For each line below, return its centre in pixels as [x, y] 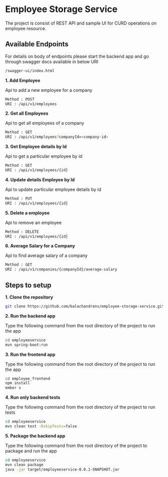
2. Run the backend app [30, 316]
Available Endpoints [37, 44]
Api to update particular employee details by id [53, 189]
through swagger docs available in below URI [52, 62]
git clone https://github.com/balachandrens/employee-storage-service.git [85, 306]
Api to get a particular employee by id [44, 156]
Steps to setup [28, 285]
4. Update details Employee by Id [40, 179]
